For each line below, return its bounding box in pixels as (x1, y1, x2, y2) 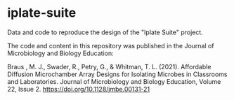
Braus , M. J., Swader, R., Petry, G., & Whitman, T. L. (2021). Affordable (7, 62, 212, 71)
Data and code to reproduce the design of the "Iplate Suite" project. (7, 28, 204, 36)
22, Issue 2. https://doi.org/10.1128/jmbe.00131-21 (7, 85, 150, 93)
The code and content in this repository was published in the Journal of (7, 41, 214, 50)
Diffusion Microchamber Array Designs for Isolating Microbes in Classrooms (7, 70, 228, 78)
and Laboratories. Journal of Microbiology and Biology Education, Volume (7, 77, 221, 85)
